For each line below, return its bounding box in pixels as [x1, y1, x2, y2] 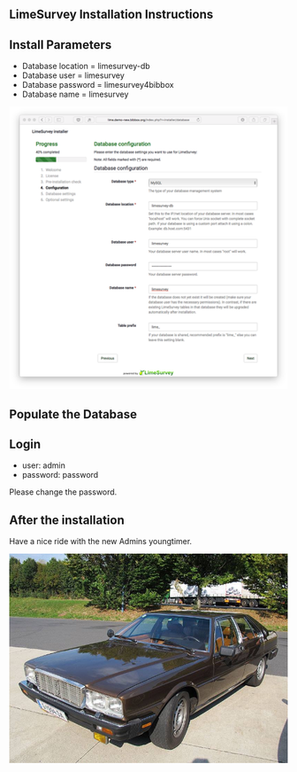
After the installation [9, 512, 126, 527]
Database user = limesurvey [21, 70, 126, 81]
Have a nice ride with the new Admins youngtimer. [9, 536, 193, 547]
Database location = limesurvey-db [21, 61, 150, 72]
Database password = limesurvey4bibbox [21, 80, 174, 90]
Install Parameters [9, 37, 112, 52]
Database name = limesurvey [21, 89, 129, 100]
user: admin [21, 460, 66, 471]
